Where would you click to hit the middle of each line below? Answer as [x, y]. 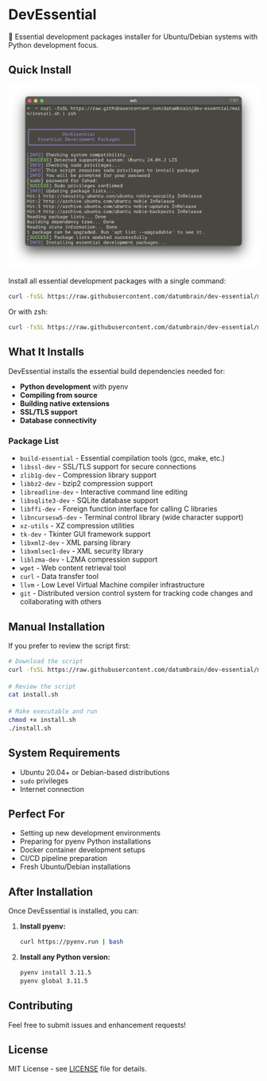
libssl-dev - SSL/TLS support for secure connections [108, 467]
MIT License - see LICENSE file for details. [77, 1069]
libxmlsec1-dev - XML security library [81, 551]
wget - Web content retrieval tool [73, 568]
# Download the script [46, 661]
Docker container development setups [82, 850]
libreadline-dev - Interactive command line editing [104, 492]
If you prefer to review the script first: [70, 646]
